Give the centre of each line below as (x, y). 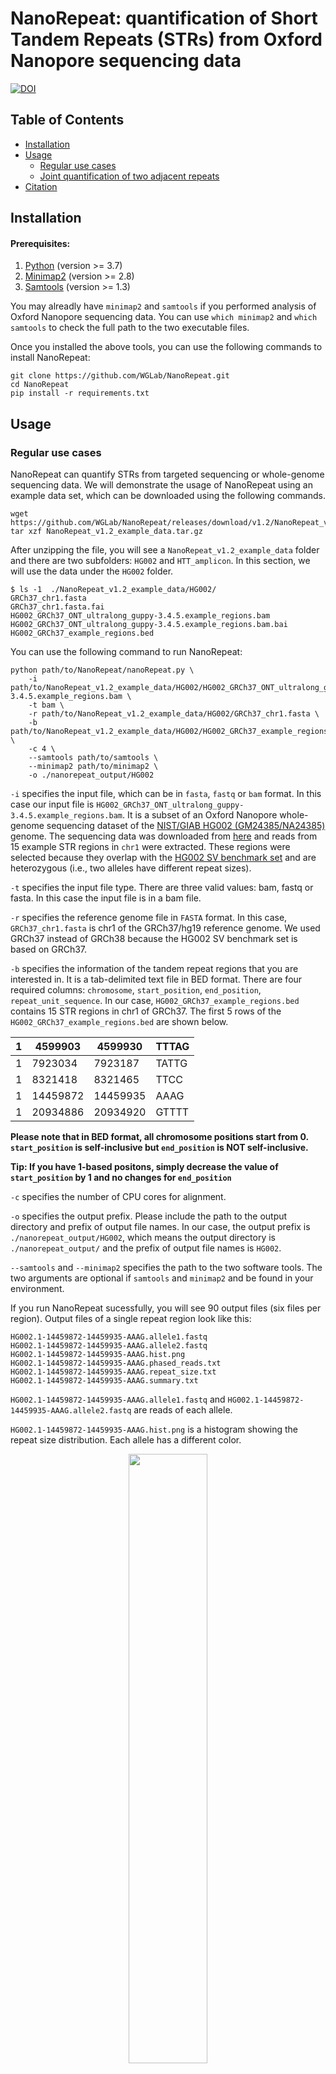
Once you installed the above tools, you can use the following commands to (166, 347)
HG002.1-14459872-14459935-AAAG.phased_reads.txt (116, 1363)
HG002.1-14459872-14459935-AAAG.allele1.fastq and (118, 1399)
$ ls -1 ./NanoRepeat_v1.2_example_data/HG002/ (113, 590)
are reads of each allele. (183, 1410)
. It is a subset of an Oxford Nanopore (199, 815)
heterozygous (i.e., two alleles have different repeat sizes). (131, 868)
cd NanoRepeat (40, 385)
